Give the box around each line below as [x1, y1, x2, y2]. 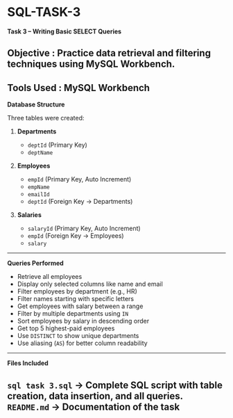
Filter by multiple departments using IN [17, 310, 129, 318]
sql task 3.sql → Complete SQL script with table [7, 379, 223, 391]
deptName [27, 150, 53, 156]
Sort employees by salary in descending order [17, 317, 150, 325]
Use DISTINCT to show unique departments [17, 332, 139, 340]
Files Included [7, 359, 49, 367]
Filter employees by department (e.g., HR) [17, 287, 137, 296]
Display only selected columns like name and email [17, 280, 163, 289]
